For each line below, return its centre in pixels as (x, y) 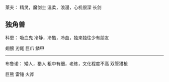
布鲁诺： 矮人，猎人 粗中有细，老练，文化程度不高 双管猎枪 (67, 63)
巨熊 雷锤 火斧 (20, 74)
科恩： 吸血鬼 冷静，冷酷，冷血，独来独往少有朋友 (57, 37)
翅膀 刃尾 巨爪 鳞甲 (25, 48)
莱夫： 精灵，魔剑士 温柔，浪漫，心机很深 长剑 (53, 7)
